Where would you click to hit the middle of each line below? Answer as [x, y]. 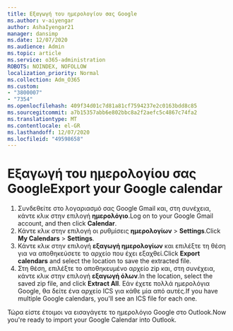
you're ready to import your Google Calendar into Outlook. [92, 320]
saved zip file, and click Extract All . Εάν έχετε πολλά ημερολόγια [114, 284]
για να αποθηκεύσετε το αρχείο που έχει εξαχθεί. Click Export [109, 254]
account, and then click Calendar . [67, 223]
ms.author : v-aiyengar [41, 21]
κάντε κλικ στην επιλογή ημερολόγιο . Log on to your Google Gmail [115, 216]
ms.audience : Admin [36, 47]
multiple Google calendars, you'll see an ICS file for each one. [107, 298]
